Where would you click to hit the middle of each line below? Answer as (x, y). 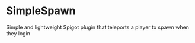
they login (18, 33)
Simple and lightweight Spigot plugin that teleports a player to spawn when (98, 27)
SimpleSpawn (41, 11)
